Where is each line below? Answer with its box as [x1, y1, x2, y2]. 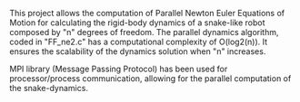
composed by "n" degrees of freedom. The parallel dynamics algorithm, [9, 27, 279, 37]
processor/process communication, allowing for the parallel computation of [9, 73, 292, 84]
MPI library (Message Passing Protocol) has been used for [9, 63, 228, 74]
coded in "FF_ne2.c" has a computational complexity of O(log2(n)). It [9, 36, 268, 47]
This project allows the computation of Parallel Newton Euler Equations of [9, 8, 285, 18]
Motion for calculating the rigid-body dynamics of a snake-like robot [9, 17, 265, 28]
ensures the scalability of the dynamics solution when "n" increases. [9, 46, 266, 57]
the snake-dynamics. [9, 83, 89, 93]
